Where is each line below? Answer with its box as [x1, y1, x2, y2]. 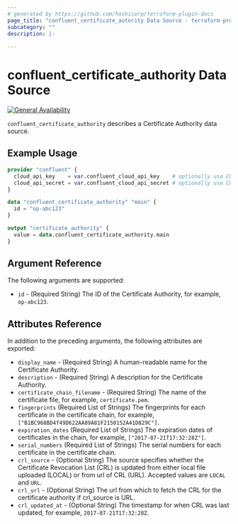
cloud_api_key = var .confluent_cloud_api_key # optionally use [13, 173, 223, 180]
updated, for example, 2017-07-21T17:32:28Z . [17, 508, 149, 517]
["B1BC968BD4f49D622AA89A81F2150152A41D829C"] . [17, 418, 159, 427]
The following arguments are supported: [7, 276, 125, 285]
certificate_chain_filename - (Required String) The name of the [17, 388, 207, 397]
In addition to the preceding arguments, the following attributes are [7, 337, 203, 346]
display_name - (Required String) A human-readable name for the [17, 358, 208, 367]
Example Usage [7, 147, 78, 159]
